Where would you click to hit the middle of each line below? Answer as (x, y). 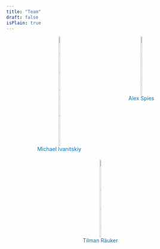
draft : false (22, 17)
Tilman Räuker (100, 241)
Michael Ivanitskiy (59, 149)
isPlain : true (24, 23)
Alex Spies (141, 99)
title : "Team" (24, 12)
